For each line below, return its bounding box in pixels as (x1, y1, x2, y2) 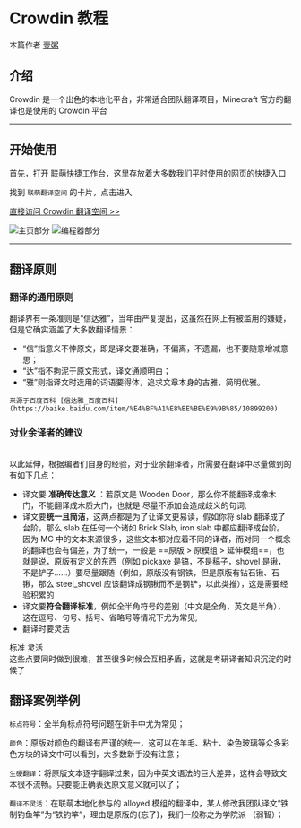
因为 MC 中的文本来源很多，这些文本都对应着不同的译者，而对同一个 (21, 533, 276, 544)
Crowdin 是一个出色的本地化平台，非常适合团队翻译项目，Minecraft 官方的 (9, 93, 284, 104)
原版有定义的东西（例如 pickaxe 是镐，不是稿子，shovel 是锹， (53, 556, 287, 566)
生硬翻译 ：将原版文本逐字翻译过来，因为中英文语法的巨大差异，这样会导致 (9, 768, 279, 779)
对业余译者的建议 (9, 427, 83, 439)
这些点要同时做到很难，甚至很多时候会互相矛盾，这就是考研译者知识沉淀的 (9, 653, 284, 664)
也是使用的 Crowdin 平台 (16, 105, 107, 116)
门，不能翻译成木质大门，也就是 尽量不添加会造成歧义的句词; (21, 499, 247, 511)
